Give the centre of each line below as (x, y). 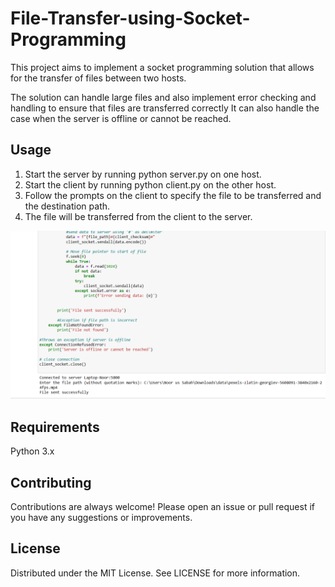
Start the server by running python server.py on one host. (143, 174)
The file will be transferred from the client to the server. (138, 216)
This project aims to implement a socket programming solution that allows (162, 67)
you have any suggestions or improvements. (101, 518)
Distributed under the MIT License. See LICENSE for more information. (155, 573)
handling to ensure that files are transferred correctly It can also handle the (165, 108)
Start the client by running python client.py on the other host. (150, 184)
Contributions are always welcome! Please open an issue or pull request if (162, 507)
